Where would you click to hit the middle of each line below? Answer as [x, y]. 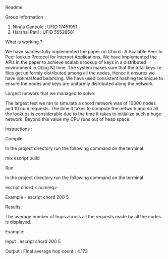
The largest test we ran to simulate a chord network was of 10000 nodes [81, 103]
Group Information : [26, 17]
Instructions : [19, 129]
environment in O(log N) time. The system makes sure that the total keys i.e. [84, 68]
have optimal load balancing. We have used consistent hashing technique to [84, 78]
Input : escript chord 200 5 [33, 241]
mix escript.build [22, 158]
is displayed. [18, 222]
